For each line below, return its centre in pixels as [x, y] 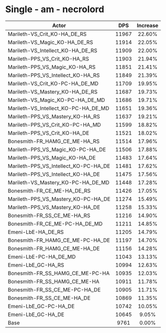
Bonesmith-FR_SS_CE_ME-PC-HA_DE [54, 289]
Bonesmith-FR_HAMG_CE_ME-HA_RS [54, 141]
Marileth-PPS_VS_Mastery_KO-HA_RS [54, 116]
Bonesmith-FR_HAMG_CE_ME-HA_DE [54, 248]
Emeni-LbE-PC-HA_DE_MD [42, 256]
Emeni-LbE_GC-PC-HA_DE [41, 306]
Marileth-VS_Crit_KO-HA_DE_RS [47, 34]
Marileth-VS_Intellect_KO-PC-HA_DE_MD [59, 108]
